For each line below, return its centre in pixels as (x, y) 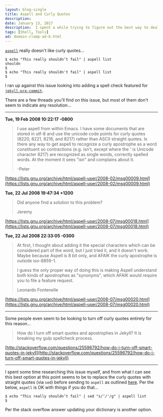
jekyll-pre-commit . (24, 90)
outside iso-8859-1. (37, 261)
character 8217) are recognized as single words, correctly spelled (82, 154)
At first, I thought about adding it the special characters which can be (86, 245)
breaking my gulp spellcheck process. (55, 338)
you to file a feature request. (45, 280)
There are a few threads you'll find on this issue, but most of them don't (77, 100)
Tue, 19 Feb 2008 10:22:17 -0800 (39, 119)
